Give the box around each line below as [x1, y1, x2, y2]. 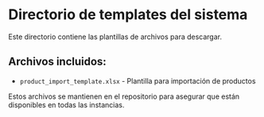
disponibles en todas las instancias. [8, 99, 125, 109]
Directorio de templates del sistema [8, 6, 248, 24]
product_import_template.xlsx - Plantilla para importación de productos [19, 76, 256, 85]
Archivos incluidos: [8, 55, 107, 68]
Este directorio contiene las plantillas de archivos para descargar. [8, 32, 223, 41]
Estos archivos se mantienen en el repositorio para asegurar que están [8, 92, 240, 101]
